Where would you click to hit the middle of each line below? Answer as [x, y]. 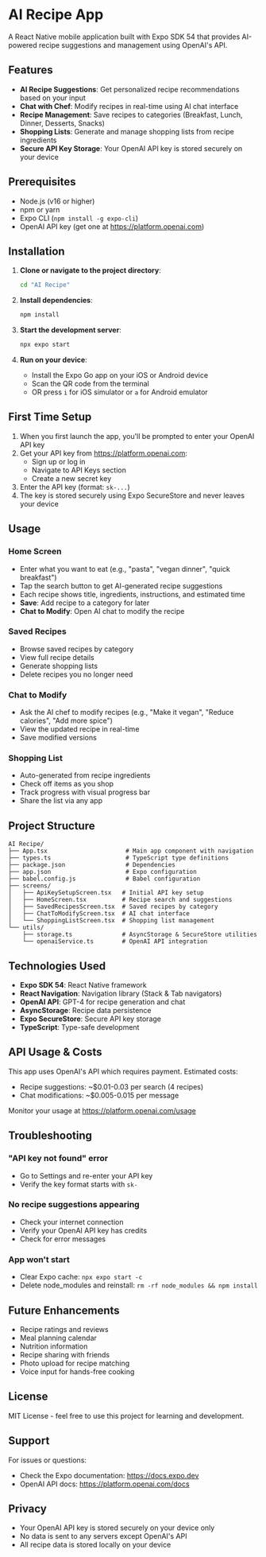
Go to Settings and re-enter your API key [86, 1175]
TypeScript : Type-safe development [79, 1027]
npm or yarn [40, 209]
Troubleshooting [50, 1136]
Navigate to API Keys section [79, 470]
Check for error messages [62, 1239]
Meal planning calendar [58, 1338]
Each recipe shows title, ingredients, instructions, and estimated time [132, 594]
